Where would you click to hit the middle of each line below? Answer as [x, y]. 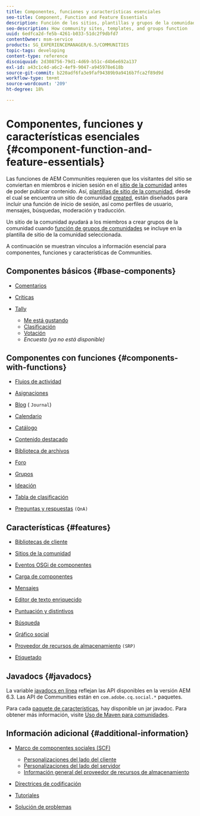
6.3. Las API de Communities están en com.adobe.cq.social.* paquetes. [94, 697]
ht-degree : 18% [25, 89]
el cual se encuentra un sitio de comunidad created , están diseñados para [97, 197]
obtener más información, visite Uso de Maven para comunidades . [88, 715]
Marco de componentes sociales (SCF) [63, 748]
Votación [35, 333]
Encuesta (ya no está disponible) [64, 339]
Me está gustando [46, 320]
